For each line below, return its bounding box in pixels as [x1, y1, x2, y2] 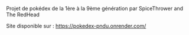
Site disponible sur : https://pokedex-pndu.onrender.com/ [6, 23, 146, 29]
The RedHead [6, 11, 40, 18]
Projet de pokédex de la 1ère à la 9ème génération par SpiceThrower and [6, 5, 184, 12]
